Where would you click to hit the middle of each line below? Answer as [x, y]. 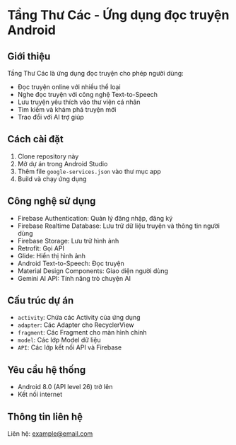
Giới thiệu [29, 56]
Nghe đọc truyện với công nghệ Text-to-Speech [87, 94]
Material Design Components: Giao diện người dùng [93, 271]
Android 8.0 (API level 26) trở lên [65, 387]
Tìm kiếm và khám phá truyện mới [67, 109]
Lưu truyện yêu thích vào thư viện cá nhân [79, 102]
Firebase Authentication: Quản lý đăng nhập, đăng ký [95, 218]
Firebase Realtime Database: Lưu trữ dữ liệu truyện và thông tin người [119, 226]
